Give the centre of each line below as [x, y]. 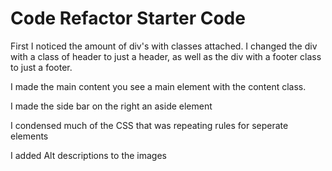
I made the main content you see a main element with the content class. [158, 86]
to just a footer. [41, 67]
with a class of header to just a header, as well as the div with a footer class [166, 56]
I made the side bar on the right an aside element [111, 106]
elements [29, 136]
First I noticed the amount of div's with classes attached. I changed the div [164, 46]
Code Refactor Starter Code [128, 18]
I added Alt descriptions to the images [88, 155]
